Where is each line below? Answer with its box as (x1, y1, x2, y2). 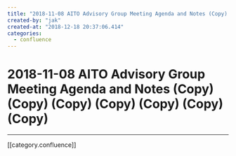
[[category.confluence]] (7, 141, 77, 149)
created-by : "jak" (7, 17, 61, 24)
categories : (7, 29, 42, 37)
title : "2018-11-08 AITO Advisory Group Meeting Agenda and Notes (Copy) (7, 10, 228, 17)
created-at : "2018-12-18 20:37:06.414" (7, 23, 124, 30)
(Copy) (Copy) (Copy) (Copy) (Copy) (7, 96, 223, 112)
